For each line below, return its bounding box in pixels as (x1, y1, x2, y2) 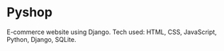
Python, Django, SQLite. (6, 35, 77, 43)
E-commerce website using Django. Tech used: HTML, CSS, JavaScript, (6, 28, 217, 36)
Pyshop (6, 4, 52, 21)
